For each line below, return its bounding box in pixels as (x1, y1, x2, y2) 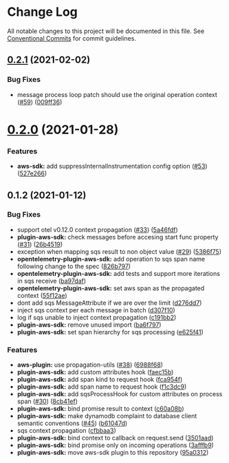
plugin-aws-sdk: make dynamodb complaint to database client (17, 412, 197, 420)
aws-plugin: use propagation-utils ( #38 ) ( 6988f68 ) (17, 360, 164, 369)
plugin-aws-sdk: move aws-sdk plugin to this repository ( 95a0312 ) (17, 449, 209, 457)
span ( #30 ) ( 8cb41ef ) (17, 397, 78, 406)
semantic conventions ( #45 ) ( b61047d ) (17, 419, 128, 427)
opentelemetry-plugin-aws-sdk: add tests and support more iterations (17, 269, 220, 277)
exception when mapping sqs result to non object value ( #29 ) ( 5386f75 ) (17, 247, 222, 255)
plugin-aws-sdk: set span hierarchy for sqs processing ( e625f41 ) (17, 327, 204, 336)
